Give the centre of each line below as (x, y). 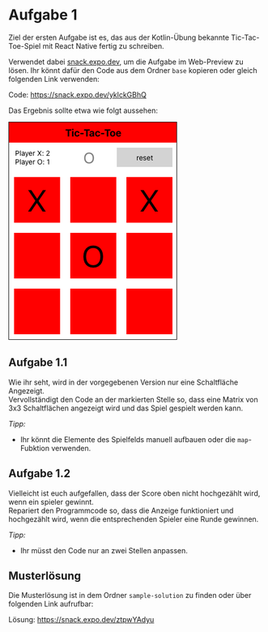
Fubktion (35, 448)
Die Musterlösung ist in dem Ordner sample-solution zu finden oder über (130, 595)
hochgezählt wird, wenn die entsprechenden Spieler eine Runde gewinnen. (134, 519)
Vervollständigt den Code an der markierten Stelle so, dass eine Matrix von (134, 399)
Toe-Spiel (25, 45)
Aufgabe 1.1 (38, 363)
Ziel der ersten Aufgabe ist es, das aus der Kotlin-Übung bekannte (119, 37)
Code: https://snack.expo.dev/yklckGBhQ (78, 94)
